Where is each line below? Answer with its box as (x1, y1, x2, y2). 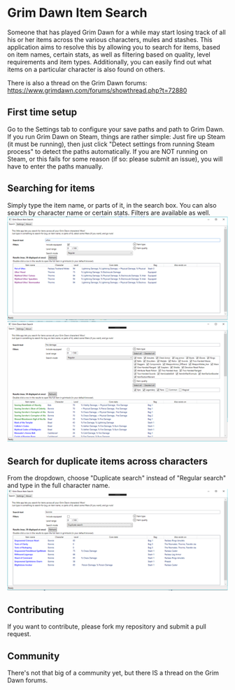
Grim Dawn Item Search (7, 5, 148, 21)
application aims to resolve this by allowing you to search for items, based (7, 43, 220, 51)
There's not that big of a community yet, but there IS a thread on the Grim (7, 669, 219, 677)
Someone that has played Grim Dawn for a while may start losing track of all (7, 28, 226, 36)
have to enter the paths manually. (7, 162, 104, 171)
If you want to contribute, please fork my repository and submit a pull (7, 622, 206, 631)
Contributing (7, 603, 64, 616)
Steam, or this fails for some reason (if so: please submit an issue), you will (7, 154, 223, 163)
